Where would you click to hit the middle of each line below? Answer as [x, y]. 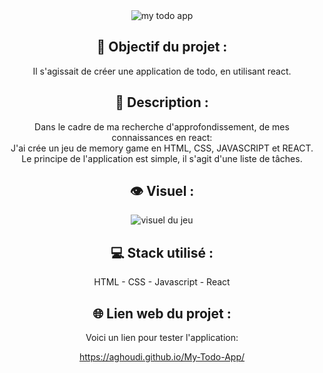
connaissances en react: [162, 137]
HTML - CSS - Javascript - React [162, 282]
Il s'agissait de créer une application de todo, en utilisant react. [162, 71]
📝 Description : [162, 102]
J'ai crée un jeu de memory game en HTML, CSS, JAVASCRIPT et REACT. [162, 148]
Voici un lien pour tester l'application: [162, 338]
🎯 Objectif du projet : [162, 47]
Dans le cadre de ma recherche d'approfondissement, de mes [162, 126]
